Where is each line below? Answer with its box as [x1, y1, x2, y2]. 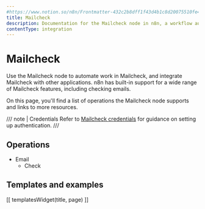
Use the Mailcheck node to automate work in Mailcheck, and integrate [6, 73, 182, 80]
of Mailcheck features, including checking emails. [6, 85, 131, 93]
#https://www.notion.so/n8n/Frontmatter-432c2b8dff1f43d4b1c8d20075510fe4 [6, 9, 201, 15]
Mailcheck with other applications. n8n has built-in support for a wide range [6, 79, 197, 86]
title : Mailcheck [6, 15, 51, 21]
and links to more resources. [6, 104, 78, 111]
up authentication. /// [6, 122, 59, 129]
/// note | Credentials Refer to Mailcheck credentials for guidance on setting [6, 115, 196, 122]
